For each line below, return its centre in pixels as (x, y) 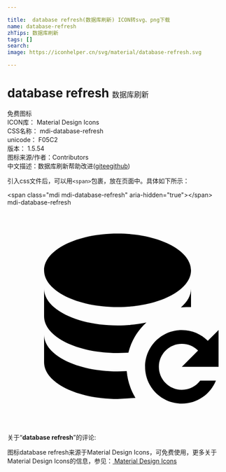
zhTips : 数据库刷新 (33, 33)
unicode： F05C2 (33, 139)
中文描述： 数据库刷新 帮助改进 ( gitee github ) (69, 166)
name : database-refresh (42, 26)
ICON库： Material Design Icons (53, 122)
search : (19, 46)
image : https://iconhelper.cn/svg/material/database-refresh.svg (104, 53)
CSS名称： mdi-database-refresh (55, 131)
